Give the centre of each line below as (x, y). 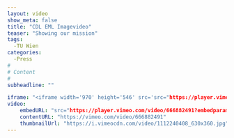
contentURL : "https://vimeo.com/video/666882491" (93, 117)
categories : (24, 53)
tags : (15, 40)
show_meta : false (32, 20)
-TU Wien (26, 46)
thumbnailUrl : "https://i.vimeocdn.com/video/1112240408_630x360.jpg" (124, 123)
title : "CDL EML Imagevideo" (49, 26)
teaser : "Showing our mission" (53, 33)
